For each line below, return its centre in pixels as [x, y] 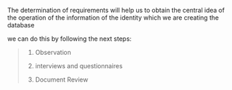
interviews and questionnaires [79, 66]
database [21, 25]
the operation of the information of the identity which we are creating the [113, 18]
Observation [53, 52]
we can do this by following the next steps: [69, 39]
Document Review [61, 79]
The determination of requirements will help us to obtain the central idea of [116, 10]
